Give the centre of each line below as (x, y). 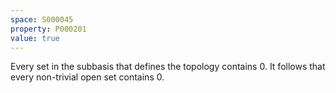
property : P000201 (48, 29)
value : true (35, 38)
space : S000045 (42, 19)
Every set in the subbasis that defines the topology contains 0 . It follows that (168, 67)
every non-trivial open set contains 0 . (87, 77)
